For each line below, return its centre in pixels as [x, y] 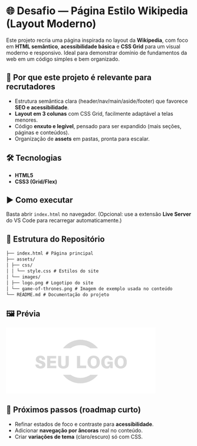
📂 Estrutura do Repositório [55, 239]
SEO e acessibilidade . [42, 107]
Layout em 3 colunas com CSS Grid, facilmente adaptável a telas [94, 113]
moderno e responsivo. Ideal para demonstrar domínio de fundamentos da [97, 53]
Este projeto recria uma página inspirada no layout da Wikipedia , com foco [97, 40]
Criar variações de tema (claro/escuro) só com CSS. [79, 437]
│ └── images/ [24, 277]
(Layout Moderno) [51, 24]
